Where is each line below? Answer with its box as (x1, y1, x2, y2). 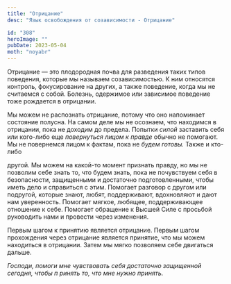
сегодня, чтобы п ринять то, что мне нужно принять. (7, 269, 164, 277)
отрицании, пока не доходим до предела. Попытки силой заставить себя (7, 126, 225, 133)
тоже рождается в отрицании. (7, 97, 96, 105)
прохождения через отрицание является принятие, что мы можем (7, 233, 205, 242)
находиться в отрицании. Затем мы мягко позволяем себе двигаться (7, 241, 214, 249)
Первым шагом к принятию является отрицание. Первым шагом (7, 226, 200, 234)
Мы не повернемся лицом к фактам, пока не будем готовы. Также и (7, 140, 209, 148)
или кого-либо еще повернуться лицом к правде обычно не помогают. (7, 133, 219, 141)
